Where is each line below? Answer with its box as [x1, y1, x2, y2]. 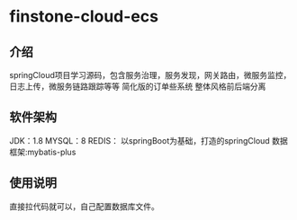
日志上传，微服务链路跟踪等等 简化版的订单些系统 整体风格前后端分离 [9, 81, 266, 92]
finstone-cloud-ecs [9, 6, 159, 27]
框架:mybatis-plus [9, 146, 76, 157]
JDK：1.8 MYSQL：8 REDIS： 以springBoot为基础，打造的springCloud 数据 [9, 135, 288, 145]
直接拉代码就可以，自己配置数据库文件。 [9, 200, 159, 212]
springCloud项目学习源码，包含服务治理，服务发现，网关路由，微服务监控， [9, 70, 292, 80]
